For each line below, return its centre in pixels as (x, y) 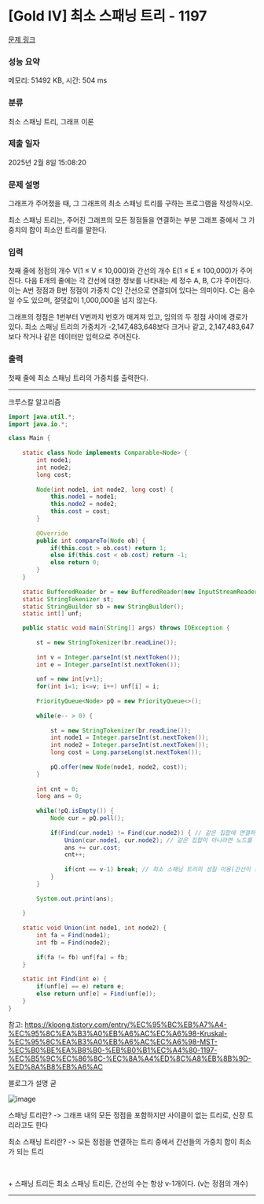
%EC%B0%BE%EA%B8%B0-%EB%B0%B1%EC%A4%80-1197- (113, 1050)
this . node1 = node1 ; (84, 497)
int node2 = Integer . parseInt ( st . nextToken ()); (130, 745)
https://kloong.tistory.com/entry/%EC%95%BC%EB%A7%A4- (126, 1025)
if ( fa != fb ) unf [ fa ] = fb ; (82, 957)
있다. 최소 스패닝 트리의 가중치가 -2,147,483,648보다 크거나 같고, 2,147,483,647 (131, 327)
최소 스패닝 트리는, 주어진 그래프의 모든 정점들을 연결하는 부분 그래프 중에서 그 (128, 220)
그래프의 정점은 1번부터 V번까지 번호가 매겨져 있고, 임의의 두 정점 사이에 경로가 (128, 317)
